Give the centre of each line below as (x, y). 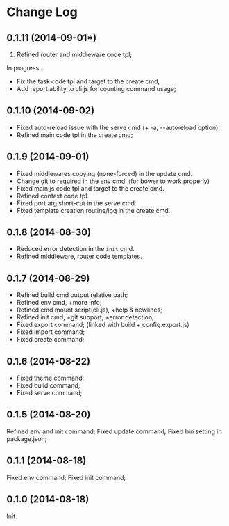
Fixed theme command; (50, 378)
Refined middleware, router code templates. (79, 256)
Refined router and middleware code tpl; (74, 54)
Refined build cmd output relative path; (72, 295)
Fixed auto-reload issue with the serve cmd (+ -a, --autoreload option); (118, 127)
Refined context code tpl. (53, 196)
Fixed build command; (48, 385)
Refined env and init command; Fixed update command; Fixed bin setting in (114, 431)
